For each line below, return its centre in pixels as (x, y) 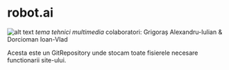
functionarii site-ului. (37, 60)
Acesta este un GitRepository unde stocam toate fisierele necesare (103, 53)
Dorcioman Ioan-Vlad (37, 39)
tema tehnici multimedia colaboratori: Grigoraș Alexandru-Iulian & (129, 32)
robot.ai (31, 13)
